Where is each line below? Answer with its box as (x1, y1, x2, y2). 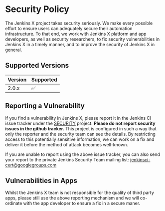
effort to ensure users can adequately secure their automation (5, 25, 133, 31)
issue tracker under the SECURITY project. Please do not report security (5, 120, 156, 126)
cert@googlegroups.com (5, 162, 57, 168)
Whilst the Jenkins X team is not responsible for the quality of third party (5, 189, 155, 196)
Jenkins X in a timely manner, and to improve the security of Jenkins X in (5, 41, 155, 47)
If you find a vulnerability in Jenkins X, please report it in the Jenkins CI (5, 115, 152, 121)
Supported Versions (5, 61, 69, 70)
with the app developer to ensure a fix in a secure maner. (23, 200, 141, 206)
